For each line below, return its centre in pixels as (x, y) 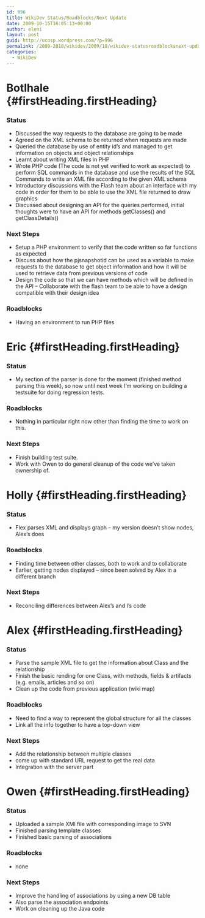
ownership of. (32, 470)
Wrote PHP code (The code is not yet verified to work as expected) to (103, 166)
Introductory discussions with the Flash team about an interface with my (106, 186)
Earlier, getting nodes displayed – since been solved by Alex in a (96, 570)
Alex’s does (30, 534)
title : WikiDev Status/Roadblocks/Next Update (67, 18)
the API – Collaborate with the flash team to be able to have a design (101, 286)
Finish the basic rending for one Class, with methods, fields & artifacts (103, 676)
